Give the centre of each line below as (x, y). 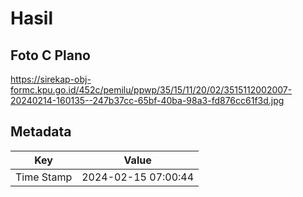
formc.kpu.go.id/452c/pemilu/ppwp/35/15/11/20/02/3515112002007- (151, 90)
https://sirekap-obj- (51, 79)
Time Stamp (44, 177)
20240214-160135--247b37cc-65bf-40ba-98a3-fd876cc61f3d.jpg (147, 100)
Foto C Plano (50, 55)
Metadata (41, 132)
